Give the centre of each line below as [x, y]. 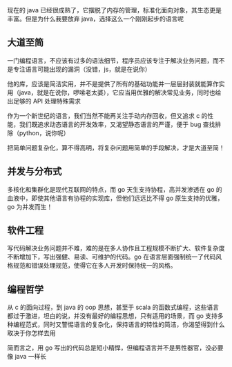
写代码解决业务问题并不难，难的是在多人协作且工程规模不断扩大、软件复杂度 [116, 248]
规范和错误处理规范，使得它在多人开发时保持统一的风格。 [95, 266]
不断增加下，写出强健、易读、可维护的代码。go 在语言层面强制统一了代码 [112, 257]
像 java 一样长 [27, 357]
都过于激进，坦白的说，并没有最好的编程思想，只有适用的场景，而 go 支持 [112, 316]
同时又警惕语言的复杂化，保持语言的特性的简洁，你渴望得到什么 [134, 325]
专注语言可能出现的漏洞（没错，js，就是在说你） [82, 69]
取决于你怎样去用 [31, 333]
